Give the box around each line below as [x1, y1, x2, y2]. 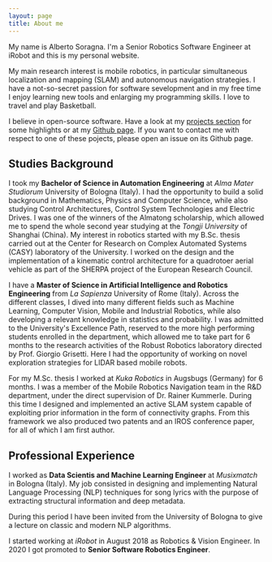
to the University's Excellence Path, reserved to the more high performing [8, 324, 255, 333]
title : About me [8, 19, 63, 28]
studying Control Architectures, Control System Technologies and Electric [8, 204, 256, 214]
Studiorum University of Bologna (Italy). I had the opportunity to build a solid [8, 187, 264, 197]
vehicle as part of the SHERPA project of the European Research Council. [8, 264, 253, 274]
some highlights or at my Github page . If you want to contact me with [8, 125, 240, 135]
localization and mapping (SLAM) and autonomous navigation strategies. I [8, 75, 256, 84]
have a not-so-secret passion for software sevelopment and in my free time [8, 83, 261, 93]
